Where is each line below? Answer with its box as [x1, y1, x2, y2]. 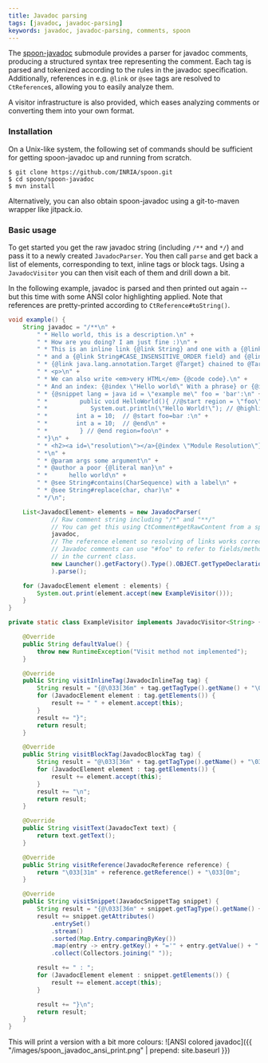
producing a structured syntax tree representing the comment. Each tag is [8, 57, 252, 66]
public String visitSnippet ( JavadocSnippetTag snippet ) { [22, 898, 219, 906]
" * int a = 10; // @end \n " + [37, 419, 166, 427]
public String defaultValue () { [22, 640, 130, 648]
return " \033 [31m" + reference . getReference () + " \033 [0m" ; [37, 868, 241, 876]
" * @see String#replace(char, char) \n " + [37, 486, 180, 494]
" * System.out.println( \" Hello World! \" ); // [37, 404, 234, 413]
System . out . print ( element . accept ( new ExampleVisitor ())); [37, 589, 234, 597]
